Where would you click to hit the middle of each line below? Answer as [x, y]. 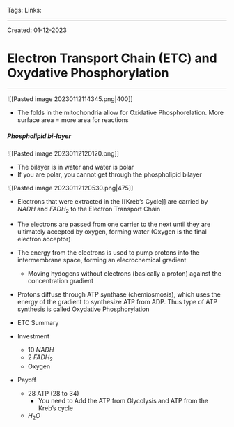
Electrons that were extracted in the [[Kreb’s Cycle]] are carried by [112, 201]
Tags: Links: [24, 10]
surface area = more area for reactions [73, 120]
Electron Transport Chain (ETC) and [112, 58]
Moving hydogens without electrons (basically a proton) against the [124, 273]
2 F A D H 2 [40, 358]
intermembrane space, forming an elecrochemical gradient [102, 260]
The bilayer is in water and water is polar [76, 167]
